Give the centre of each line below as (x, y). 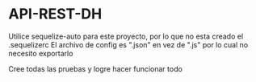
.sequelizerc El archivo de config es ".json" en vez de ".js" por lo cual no (128, 44)
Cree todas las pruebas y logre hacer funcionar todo (96, 68)
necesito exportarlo (41, 53)
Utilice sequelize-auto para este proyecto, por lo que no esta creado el (126, 36)
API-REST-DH (55, 14)
